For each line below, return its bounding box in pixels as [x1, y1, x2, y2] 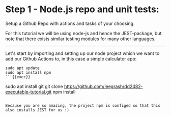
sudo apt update [5, 65, 40, 71]
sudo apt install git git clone [5, 83, 64, 90]
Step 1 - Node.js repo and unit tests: [5, 4, 159, 15]
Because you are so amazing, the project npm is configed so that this [5, 103, 160, 108]
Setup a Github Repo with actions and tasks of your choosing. [5, 20, 135, 26]
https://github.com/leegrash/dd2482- [64, 83, 144, 90]
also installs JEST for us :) [5, 107, 70, 112]
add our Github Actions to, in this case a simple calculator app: [5, 55, 137, 62]
